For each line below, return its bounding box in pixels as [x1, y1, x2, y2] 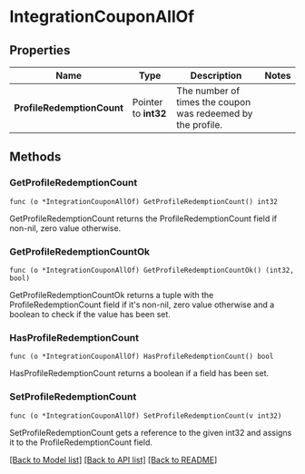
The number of [176, 84, 241, 97]
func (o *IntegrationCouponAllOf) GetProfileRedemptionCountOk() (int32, [9, 266, 295, 275]
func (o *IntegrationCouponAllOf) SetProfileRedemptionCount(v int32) [9, 411, 282, 421]
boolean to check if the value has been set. [9, 308, 171, 319]
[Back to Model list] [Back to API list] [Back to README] [9, 454, 218, 465]
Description [190, 70, 242, 82]
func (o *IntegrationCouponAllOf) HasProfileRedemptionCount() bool [9, 352, 274, 362]
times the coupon [176, 96, 251, 108]
